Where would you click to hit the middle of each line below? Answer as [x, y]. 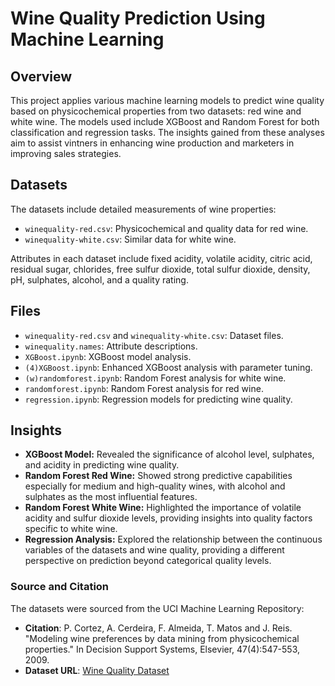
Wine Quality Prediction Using [138, 18]
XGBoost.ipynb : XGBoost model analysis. [108, 356]
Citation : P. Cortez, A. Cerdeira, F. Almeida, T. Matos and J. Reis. [158, 628]
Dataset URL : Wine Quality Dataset [97, 670]
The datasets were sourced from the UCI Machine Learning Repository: [157, 608]
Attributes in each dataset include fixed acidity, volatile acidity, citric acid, [161, 258]
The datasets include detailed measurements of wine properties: [143, 209]
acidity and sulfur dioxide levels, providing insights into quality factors [168, 518]
